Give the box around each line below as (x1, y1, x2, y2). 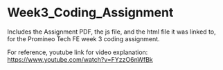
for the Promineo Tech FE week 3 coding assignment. (7, 34, 161, 43)
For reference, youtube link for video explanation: (7, 48, 148, 56)
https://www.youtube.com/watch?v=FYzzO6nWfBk (7, 55, 154, 63)
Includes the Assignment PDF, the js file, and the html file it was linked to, (7, 27, 216, 36)
